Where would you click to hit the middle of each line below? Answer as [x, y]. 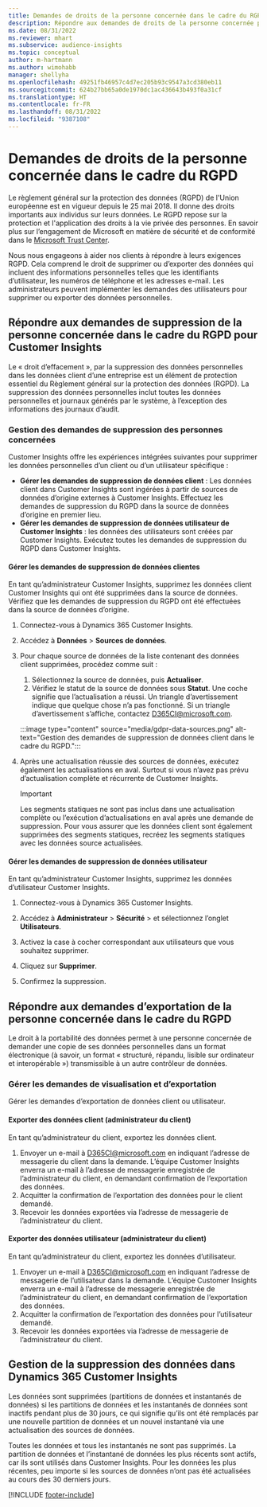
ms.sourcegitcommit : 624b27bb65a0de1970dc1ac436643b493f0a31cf [115, 90]
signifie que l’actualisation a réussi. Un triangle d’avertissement [135, 697]
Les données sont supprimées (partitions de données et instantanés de [125, 1396]
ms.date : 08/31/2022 [43, 30]
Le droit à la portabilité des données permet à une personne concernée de [130, 1038]
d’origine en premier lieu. [60, 514]
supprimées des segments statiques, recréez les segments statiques [132, 835]
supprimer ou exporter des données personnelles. [90, 297]
